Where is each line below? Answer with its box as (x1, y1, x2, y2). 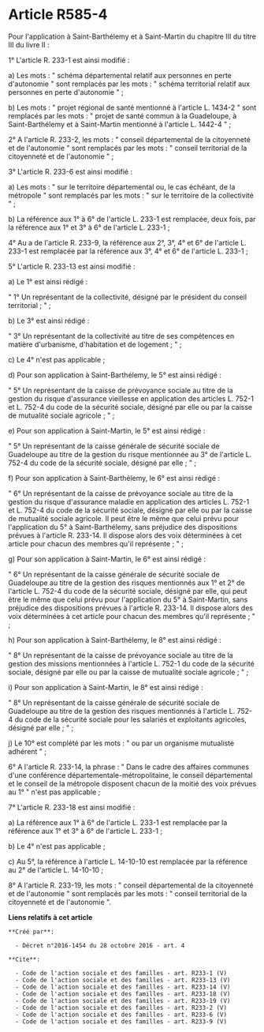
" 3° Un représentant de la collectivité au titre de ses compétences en (8, 331, 235, 340)
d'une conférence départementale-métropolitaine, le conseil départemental (8, 770, 254, 779)
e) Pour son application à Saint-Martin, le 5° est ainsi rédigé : (8, 426, 206, 435)
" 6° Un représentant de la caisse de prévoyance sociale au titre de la (8, 488, 234, 498)
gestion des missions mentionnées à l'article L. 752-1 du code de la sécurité (8, 659, 255, 668)
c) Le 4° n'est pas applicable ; (8, 355, 106, 364)
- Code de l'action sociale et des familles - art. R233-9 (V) (15, 1017, 227, 1026)
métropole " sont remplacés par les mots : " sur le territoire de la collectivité (8, 190, 254, 200)
